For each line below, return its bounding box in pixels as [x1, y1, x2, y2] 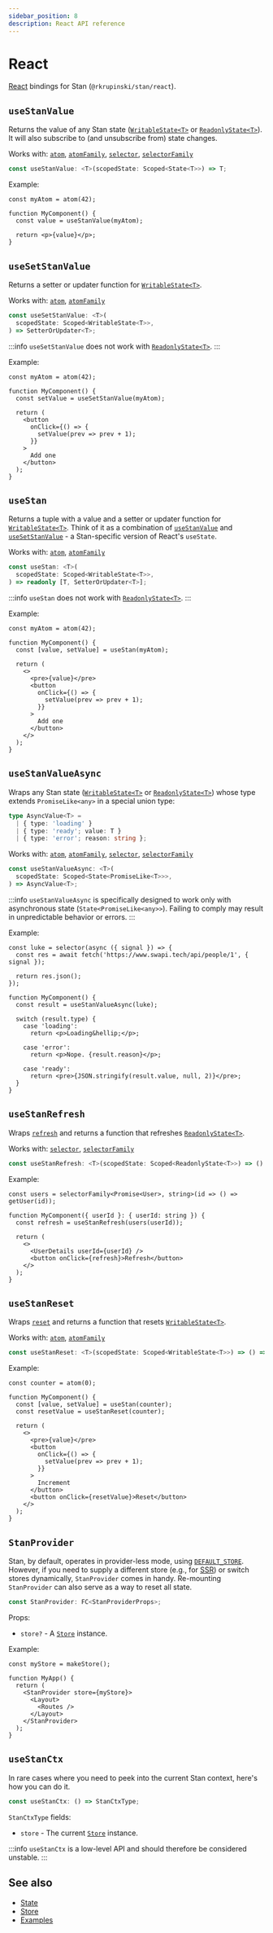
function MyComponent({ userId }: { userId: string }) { [8, 1211, 206, 1219]
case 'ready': [23, 1065, 71, 1073]
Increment [37, 1479, 71, 1487]
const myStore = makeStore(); [8, 1660, 111, 1668]
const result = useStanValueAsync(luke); [15, 1000, 158, 1008]
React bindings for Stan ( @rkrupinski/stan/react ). [8, 81, 176, 91]
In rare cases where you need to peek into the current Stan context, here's [8, 1773, 258, 1782]
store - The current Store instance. [19, 1828, 138, 1838]
